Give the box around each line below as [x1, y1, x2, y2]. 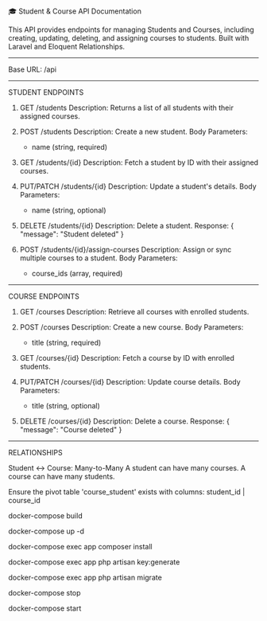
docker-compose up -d [8, 526, 85, 536]
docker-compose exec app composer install [8, 542, 153, 551]
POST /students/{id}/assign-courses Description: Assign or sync [19, 245, 232, 254]
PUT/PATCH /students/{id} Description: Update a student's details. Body [19, 182, 257, 191]
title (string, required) [31, 338, 102, 347]
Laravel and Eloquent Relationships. [8, 42, 126, 51]
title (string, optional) [31, 401, 101, 410]
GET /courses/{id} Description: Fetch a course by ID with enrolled [19, 353, 234, 362]
